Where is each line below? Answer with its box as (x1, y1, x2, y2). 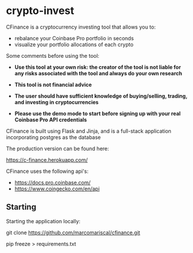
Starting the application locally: (6, 217, 80, 224)
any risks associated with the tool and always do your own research (14, 70, 183, 77)
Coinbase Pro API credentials (14, 116, 87, 123)
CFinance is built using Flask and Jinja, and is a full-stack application (6, 127, 172, 134)
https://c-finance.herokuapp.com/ (6, 156, 88, 163)
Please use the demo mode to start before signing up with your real (14, 110, 181, 117)
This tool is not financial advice (14, 81, 92, 88)
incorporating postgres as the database (6, 133, 101, 141)
